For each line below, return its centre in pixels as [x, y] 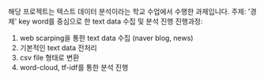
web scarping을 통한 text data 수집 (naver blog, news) [106, 38]
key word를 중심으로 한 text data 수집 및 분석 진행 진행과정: [111, 21]
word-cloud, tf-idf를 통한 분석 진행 [74, 67]
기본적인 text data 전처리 [58, 48]
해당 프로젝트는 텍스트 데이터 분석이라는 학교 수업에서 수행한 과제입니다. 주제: [127, 11]
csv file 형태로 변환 [49, 58]
